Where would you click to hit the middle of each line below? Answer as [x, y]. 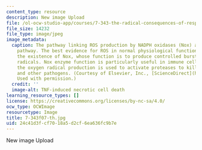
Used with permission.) [47, 79]
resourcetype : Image [32, 112]
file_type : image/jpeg [35, 34]
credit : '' [25, 85]
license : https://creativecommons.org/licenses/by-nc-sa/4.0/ [86, 101]
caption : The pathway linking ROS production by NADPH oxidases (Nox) [102, 46]
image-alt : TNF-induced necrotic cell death [68, 90]
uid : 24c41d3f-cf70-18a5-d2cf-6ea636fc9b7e [62, 124]
